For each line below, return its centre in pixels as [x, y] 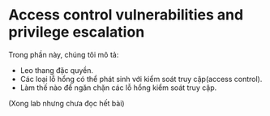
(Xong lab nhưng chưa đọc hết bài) [66, 103]
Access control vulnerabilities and [126, 15]
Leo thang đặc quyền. [57, 70]
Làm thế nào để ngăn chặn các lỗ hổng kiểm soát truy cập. [118, 88]
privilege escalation [77, 32]
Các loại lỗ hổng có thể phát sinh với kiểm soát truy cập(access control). [141, 79]
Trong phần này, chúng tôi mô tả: [64, 54]
